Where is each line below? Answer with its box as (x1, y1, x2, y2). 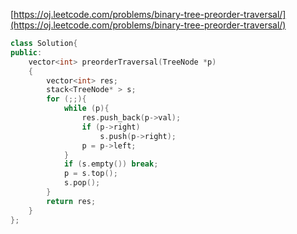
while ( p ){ (63, 104, 110, 114)
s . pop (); (63, 178, 101, 188)
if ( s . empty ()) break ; (63, 159, 159, 169)
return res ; (46, 196, 97, 206)
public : (10, 47, 43, 58)
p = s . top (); (63, 169, 118, 179)
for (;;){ (46, 94, 87, 104)
